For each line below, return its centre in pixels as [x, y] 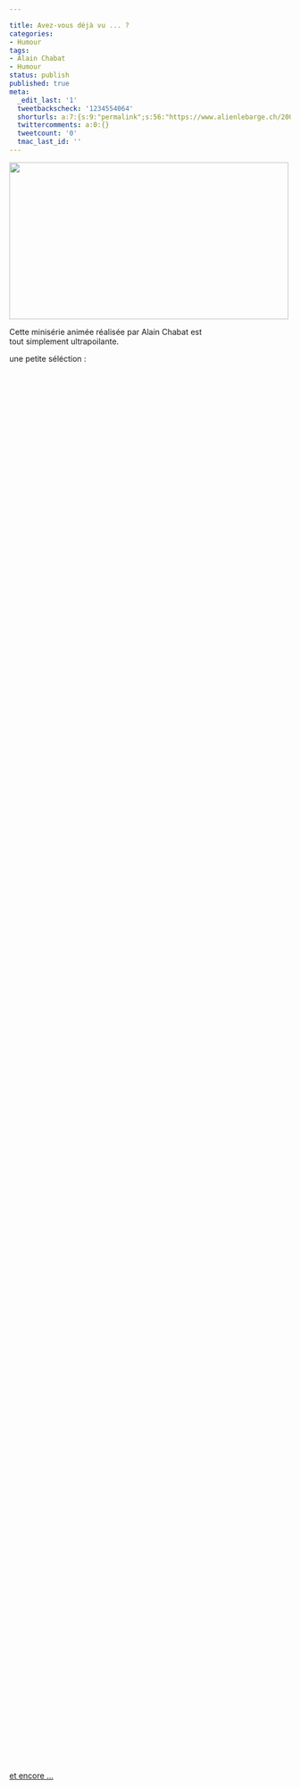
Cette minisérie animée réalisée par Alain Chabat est [106, 332]
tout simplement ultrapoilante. [64, 341]
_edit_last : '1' [47, 100]
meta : [19, 92]
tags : [19, 50]
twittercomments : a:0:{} [63, 125]
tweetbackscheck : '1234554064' [75, 108]
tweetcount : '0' [47, 134]
